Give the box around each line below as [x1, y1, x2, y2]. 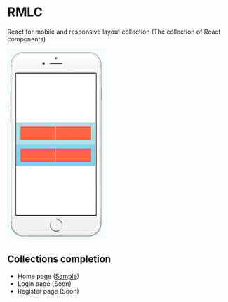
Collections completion [7, 254, 111, 265]
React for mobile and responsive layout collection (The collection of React [7, 27, 221, 36]
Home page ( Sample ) [17, 272, 79, 280]
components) [7, 34, 46, 43]
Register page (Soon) [17, 287, 79, 295]
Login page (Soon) [17, 279, 72, 288]
